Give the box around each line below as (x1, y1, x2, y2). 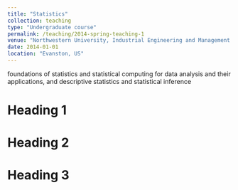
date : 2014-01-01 (7, 43, 59, 51)
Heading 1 (7, 102, 67, 118)
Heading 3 (7, 167, 70, 184)
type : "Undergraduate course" (7, 23, 97, 31)
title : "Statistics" (7, 10, 69, 18)
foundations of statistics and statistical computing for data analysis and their (7, 69, 231, 78)
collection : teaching (7, 17, 72, 24)
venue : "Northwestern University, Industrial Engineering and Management (7, 37, 231, 44)
